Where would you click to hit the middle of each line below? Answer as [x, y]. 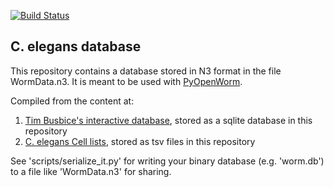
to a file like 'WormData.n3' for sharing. [91, 171]
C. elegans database [76, 46]
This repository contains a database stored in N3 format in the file [146, 71]
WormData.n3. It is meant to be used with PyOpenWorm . [126, 81]
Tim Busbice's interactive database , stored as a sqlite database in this [168, 120]
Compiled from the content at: [72, 101]
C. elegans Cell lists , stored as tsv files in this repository [140, 141]
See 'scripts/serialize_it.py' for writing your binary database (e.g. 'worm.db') [167, 161]
